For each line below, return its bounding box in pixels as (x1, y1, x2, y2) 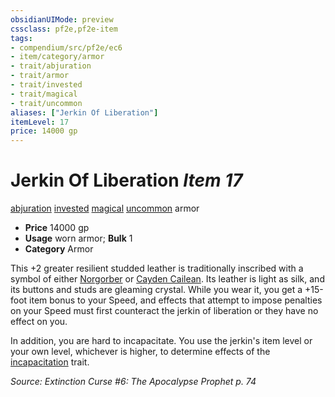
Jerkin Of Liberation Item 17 (10, 169, 243, 192)
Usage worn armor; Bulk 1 (24, 232, 133, 245)
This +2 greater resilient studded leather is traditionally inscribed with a (10, 262, 304, 275)
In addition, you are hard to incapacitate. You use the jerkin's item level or (10, 335, 313, 347)
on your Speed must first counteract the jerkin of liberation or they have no (10, 305, 319, 317)
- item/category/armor (10, 52, 105, 62)
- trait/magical (10, 89, 78, 99)
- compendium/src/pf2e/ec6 (10, 42, 123, 53)
